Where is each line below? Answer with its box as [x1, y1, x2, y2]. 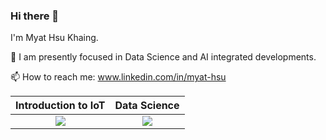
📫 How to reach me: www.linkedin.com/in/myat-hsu [10, 71, 227, 83]
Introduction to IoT [15, 99, 106, 113]
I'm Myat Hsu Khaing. [10, 32, 99, 44]
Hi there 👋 [10, 9, 60, 23]
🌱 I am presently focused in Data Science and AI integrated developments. [10, 51, 317, 63]
